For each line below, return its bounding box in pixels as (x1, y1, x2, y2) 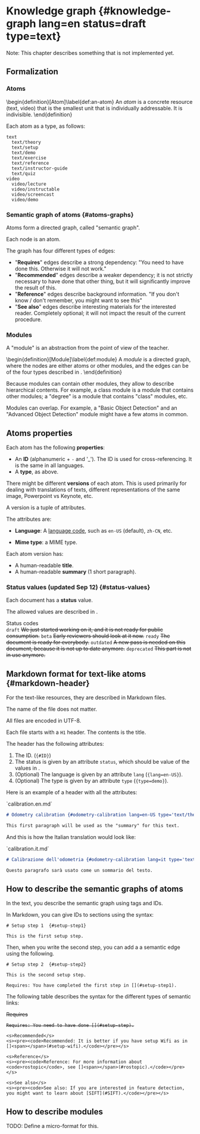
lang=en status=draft (38, 17, 146, 30)
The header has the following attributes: (6, 740, 104, 748)
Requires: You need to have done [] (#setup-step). (6, 1022, 135, 1028)
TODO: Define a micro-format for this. (6, 1123, 99, 1130)
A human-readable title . (14, 562, 74, 569)
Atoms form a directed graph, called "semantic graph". (6, 224, 140, 231)
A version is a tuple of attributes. (6, 504, 86, 511)
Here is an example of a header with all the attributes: (6, 789, 137, 796)
